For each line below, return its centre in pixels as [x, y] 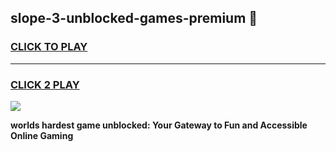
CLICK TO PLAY [49, 47]
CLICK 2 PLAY [45, 84]
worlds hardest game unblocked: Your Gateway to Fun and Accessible [159, 125]
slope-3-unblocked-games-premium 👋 [134, 18]
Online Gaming [42, 135]
